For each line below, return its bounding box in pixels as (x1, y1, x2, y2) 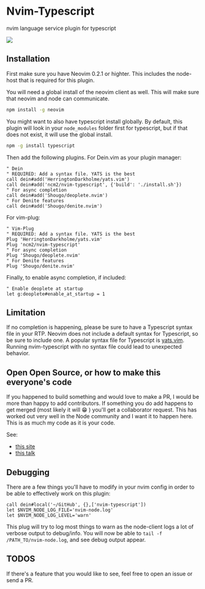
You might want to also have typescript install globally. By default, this (6, 117, 183, 125)
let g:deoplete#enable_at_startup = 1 (6, 291, 105, 297)
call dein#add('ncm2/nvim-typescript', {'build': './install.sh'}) (6, 182, 182, 188)
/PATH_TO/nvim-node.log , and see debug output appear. (6, 536, 146, 543)
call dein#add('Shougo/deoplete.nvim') (6, 192, 108, 198)
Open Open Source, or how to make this (6, 367, 161, 377)
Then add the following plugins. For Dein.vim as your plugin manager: (6, 154, 182, 161)
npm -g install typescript (6, 143, 75, 149)
